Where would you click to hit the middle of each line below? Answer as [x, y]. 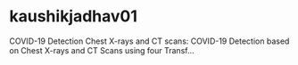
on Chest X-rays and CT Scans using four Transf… [102, 50]
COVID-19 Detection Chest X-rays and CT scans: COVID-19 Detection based [149, 41]
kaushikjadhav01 [74, 16]
